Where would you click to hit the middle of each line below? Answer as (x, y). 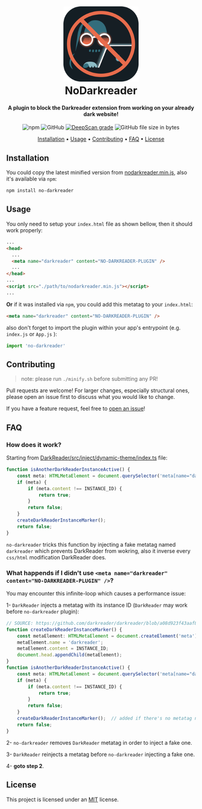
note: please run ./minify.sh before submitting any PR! (89, 379)
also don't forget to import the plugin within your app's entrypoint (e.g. (93, 327)
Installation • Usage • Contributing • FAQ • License (101, 139)
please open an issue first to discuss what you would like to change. (91, 397)
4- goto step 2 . (25, 766)
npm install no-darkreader (40, 191)
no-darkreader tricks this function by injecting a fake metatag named (91, 544)
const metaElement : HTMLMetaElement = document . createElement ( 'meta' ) (107, 636)
